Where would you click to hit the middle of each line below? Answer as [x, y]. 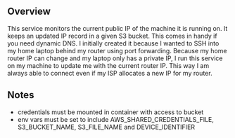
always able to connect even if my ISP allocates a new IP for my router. [110, 73]
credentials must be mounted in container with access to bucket [110, 112]
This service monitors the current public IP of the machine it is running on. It [118, 28]
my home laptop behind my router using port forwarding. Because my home [117, 50]
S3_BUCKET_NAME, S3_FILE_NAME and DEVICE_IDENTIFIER [106, 127]
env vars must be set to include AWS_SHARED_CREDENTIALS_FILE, [116, 119]
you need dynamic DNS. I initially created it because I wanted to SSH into [113, 43]
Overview [29, 12]
